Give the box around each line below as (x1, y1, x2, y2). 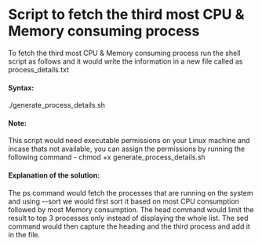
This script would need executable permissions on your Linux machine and (8, 136, 250, 145)
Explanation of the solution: (8, 171, 100, 180)
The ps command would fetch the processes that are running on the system (8, 188, 253, 197)
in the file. (8, 229, 41, 239)
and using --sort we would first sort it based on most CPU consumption (8, 196, 239, 206)
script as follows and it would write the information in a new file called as (8, 57, 243, 66)
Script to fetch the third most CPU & (8, 6, 245, 24)
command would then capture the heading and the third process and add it (8, 222, 251, 231)
